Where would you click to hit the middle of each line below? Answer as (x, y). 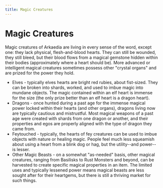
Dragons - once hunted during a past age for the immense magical (79, 103)
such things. (24, 180)
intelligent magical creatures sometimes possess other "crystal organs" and (81, 68)
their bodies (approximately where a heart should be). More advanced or (78, 62)
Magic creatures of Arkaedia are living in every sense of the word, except (78, 47)
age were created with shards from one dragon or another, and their (80, 118)
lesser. (23, 149)
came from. (24, 129)
